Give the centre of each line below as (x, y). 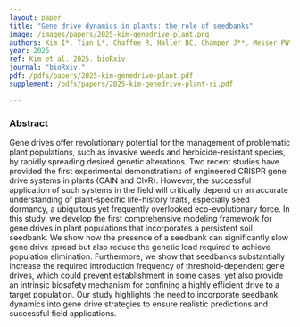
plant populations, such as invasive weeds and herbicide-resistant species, (147, 152)
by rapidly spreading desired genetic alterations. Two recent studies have (144, 161)
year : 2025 (29, 51)
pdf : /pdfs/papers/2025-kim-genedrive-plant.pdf (101, 76)
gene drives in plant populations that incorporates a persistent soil (131, 228)
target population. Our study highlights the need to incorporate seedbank (144, 294)
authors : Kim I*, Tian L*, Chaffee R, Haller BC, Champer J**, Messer (143, 42)
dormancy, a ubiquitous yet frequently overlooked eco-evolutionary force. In (150, 209)
